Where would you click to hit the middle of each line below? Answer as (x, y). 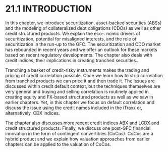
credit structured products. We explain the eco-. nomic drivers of (73, 33)
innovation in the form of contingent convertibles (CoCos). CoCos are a (79, 133)
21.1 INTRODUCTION (48, 9)
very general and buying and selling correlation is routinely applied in (77, 91)
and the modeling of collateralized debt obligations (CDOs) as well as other (83, 28)
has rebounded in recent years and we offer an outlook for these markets (81, 49)
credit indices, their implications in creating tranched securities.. (72, 60)
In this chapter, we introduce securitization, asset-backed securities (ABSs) (83, 23)
